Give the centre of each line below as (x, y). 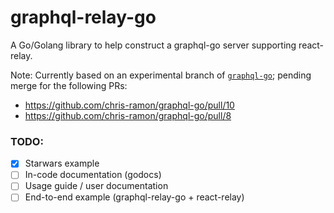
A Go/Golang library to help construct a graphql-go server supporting (153, 45)
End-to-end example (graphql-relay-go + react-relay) (134, 197)
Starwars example (62, 163)
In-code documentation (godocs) (93, 175)
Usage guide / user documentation (96, 186)
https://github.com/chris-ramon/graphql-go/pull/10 (129, 105)
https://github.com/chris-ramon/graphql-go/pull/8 (128, 115)
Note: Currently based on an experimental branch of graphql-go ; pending (161, 75)
